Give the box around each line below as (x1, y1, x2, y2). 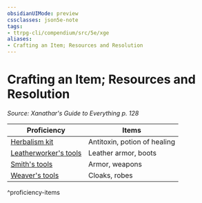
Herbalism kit (10, 137, 54, 147)
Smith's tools (10, 159, 53, 169)
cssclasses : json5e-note (7, 17, 79, 23)
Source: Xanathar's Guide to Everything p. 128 (7, 109, 139, 117)
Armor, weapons (88, 159, 143, 169)
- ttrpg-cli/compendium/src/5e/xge (7, 29, 110, 36)
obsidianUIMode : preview (7, 10, 79, 17)
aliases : (7, 36, 32, 43)
